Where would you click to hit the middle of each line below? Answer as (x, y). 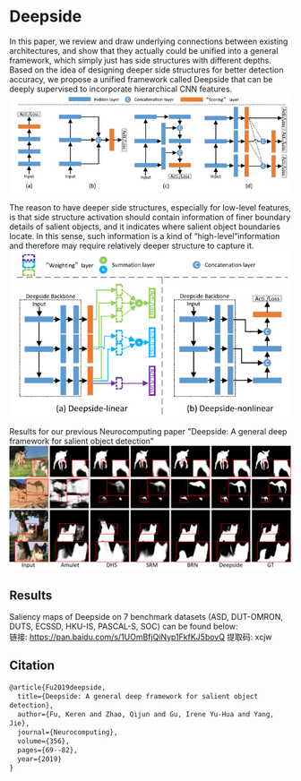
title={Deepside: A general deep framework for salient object (138, 696)
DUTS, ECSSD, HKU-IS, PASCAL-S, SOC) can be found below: (124, 627)
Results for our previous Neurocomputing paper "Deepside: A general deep (148, 432)
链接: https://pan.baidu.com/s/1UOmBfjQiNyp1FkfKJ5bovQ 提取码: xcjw (141, 637)
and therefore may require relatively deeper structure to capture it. (132, 246)
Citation (32, 666)
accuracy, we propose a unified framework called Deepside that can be (141, 79)
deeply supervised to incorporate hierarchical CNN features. (121, 89)
